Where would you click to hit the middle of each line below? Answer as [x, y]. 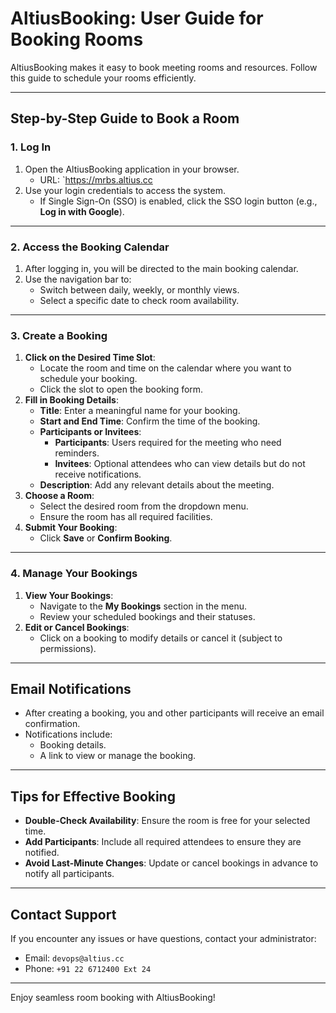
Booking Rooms [77, 39]
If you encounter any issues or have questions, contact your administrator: [163, 938]
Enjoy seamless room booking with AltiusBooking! [113, 997]
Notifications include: [68, 734]
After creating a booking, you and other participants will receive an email [174, 713]
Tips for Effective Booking [93, 796]
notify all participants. [69, 874]
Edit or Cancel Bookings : [77, 627]
